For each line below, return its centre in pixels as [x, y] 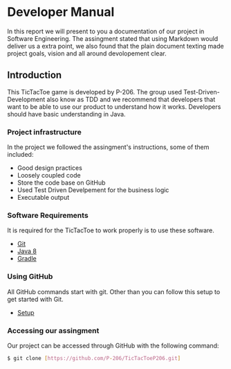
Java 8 [27, 251]
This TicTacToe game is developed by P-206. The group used [94, 92]
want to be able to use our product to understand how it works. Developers [114, 106]
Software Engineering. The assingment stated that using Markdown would [113, 38]
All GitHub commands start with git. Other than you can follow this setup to [114, 291]
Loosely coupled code [49, 175]
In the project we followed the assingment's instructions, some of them [108, 147]
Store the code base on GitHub [61, 183]
